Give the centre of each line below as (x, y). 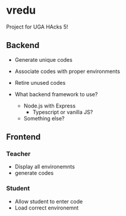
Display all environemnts (45, 167)
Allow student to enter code (49, 201)
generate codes (34, 173)
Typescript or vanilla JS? (63, 112)
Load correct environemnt (47, 208)
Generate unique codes (43, 59)
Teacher (18, 154)
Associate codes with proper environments (67, 71)
